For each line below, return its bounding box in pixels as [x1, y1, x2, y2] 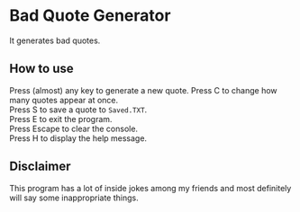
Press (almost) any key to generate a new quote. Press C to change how [9, 84, 277, 95]
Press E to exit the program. [9, 113, 113, 124]
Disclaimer [9, 159, 71, 174]
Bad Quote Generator [9, 5, 171, 26]
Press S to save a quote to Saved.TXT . [9, 104, 148, 115]
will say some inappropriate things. [9, 192, 139, 203]
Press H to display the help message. [9, 132, 147, 144]
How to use [9, 61, 74, 76]
